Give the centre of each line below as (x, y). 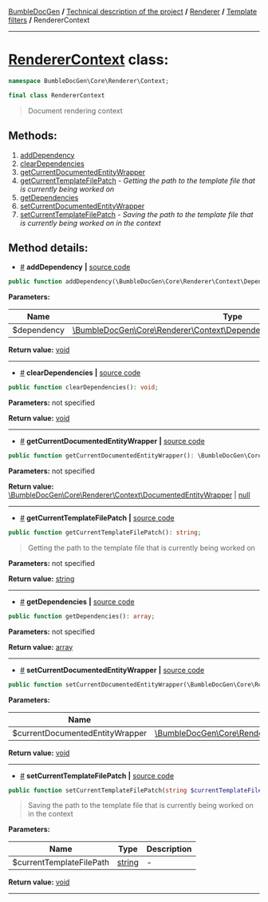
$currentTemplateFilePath (61, 863)
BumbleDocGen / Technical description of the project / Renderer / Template (133, 12)
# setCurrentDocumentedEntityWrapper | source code (112, 670)
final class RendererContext (57, 95)
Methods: (33, 136)
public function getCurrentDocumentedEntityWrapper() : (101, 456)
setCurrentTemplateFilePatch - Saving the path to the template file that (136, 214)
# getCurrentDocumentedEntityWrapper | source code (112, 441)
